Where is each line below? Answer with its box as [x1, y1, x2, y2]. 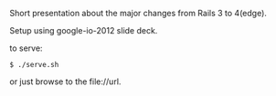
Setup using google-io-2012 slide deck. [9, 25, 158, 35]
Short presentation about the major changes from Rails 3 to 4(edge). [9, 8, 268, 18]
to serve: [9, 43, 43, 53]
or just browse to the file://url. [9, 76, 122, 87]
